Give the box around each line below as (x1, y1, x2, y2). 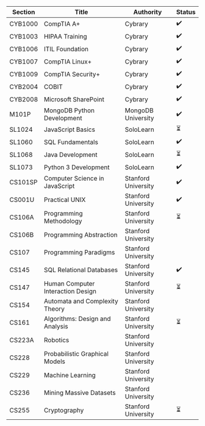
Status (176, 8, 196, 16)
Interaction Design (43, 287, 96, 295)
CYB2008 (9, 95, 38, 103)
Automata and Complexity (43, 297, 118, 305)
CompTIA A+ (43, 20, 81, 28)
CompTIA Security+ (43, 70, 101, 78)
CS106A (9, 213, 35, 222)
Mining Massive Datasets (43, 389, 116, 397)
